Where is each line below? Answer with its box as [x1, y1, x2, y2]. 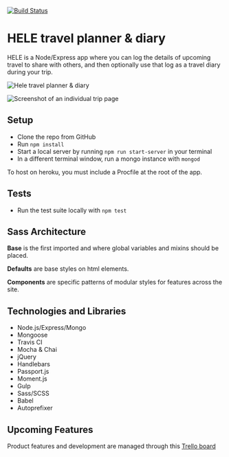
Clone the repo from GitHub [17, 133, 96, 141]
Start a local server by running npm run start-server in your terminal [17, 147, 212, 155]
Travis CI [17, 338, 43, 346]
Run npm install [17, 140, 65, 148]
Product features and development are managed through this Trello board [7, 442, 217, 450]
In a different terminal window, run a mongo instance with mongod [17, 155, 201, 163]
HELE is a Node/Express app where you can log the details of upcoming [7, 53, 211, 61]
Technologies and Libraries [7, 305, 127, 317]
